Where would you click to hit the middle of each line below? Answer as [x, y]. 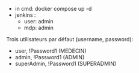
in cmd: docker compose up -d [53, 9]
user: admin [39, 21]
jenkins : [25, 15]
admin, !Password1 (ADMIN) [50, 57]
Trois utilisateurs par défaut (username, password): [70, 39]
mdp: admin [39, 28]
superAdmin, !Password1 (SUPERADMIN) [66, 63]
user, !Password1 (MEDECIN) [51, 51]
